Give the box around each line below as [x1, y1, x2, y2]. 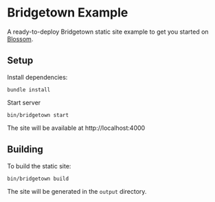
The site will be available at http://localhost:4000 [7, 124, 146, 132]
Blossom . [7, 34, 34, 43]
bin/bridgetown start [7, 111, 69, 118]
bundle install [7, 86, 51, 93]
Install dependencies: [7, 73, 68, 81]
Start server [7, 98, 41, 106]
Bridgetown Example [7, 5, 128, 21]
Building [7, 144, 43, 155]
